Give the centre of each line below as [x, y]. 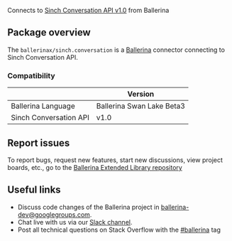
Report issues [39, 143]
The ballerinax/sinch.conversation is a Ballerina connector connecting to [116, 50]
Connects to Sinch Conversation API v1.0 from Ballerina [88, 10]
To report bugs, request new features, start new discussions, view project [115, 160]
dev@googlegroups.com [54, 214]
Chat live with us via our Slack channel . [75, 222]
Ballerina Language [43, 106]
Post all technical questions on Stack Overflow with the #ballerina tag [119, 230]
